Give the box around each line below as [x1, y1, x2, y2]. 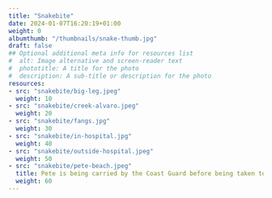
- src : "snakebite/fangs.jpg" [8, 117, 111, 125]
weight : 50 [15, 154, 53, 162]
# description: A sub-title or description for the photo [8, 72, 212, 80]
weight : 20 [15, 110, 53, 118]
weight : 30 [15, 124, 53, 133]
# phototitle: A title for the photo [8, 65, 139, 73]
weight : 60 [15, 177, 53, 186]
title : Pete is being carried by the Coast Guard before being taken [15, 170, 255, 178]
